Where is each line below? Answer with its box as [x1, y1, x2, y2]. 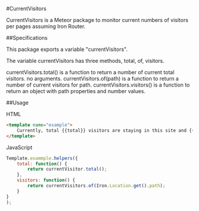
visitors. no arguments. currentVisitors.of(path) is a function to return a [6, 75, 179, 82]
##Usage [6, 99, 29, 106]
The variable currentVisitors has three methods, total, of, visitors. [6, 57, 165, 64]
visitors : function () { [17, 177, 76, 183]
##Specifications [6, 34, 48, 41]
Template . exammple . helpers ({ [6, 155, 78, 161]
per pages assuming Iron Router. [6, 23, 86, 30]
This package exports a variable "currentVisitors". [6, 46, 128, 53]
